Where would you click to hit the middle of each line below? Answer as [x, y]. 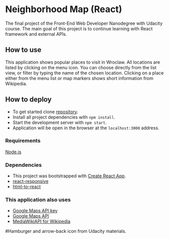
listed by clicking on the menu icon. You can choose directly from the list [81, 67]
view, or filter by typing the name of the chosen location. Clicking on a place [85, 73]
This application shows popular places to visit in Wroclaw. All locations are [83, 62]
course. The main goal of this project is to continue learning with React [79, 28]
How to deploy [29, 100]
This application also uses [38, 200]
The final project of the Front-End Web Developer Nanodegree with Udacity [84, 23]
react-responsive [31, 181]
